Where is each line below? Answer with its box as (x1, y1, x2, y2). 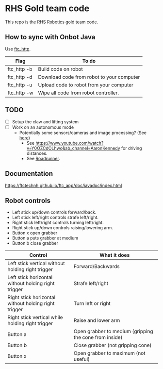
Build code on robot (38, 66, 83, 72)
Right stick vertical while (7, 314, 63, 321)
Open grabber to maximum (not (73, 350, 146, 357)
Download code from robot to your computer (38, 73, 140, 80)
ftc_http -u (7, 81, 33, 88)
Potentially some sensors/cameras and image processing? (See (19, 130, 147, 135)
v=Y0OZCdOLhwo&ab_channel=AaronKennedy (26, 145, 120, 151)
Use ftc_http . (5, 46, 31, 51)
